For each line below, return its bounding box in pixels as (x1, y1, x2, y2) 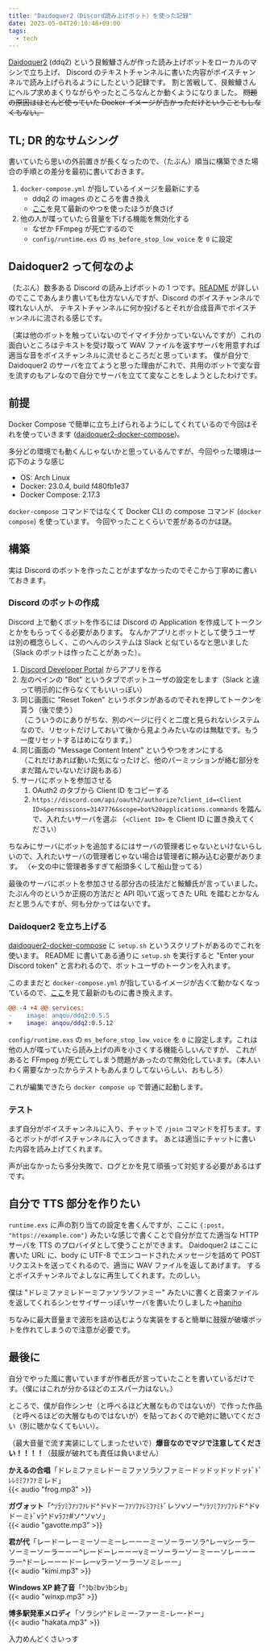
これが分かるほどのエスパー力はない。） (46, 1383, 177, 1393)
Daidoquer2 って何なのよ (8, 259, 135, 274)
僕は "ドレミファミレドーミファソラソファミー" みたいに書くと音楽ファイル (8, 1287, 260, 1297)
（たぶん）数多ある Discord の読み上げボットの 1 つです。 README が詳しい (8, 283, 260, 292)
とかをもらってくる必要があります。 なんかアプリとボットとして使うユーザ (8, 627, 256, 637)
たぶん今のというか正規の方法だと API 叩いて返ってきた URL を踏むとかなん (8, 888, 260, 898)
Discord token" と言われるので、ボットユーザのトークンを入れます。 (8, 960, 235, 971)
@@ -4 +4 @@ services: (8, 1004, 85, 1012)
